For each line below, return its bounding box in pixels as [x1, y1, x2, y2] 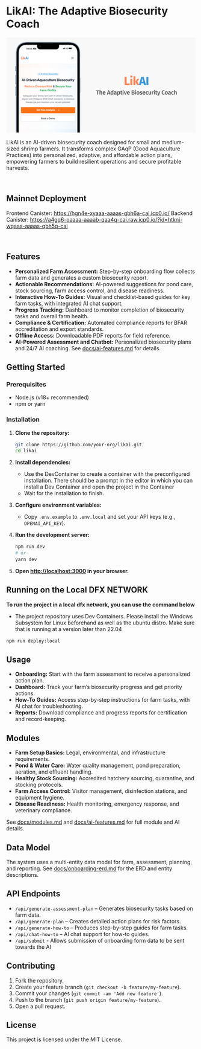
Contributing [6, 961, 55, 971]
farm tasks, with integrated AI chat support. [14, 300, 123, 307]
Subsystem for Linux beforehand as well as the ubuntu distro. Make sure [14, 619, 195, 626]
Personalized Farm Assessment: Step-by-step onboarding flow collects [14, 268, 196, 275]
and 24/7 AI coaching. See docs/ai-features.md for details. [14, 344, 161, 351]
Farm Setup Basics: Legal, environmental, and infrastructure [14, 749, 165, 756]
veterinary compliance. [14, 807, 72, 814]
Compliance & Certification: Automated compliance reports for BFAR [14, 319, 188, 326]
